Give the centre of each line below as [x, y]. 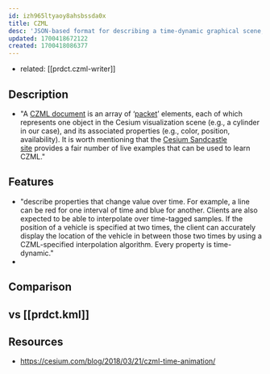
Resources [36, 341]
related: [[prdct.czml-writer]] [68, 69]
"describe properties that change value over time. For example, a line [135, 201]
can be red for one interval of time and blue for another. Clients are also [139, 210]
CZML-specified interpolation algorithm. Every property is [116, 244]
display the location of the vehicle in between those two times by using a [141, 236]
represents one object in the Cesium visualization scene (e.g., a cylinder [140, 122]
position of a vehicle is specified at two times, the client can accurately [138, 227]
